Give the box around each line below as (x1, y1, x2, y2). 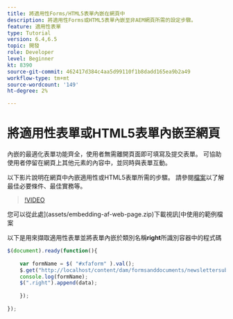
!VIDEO (24, 196, 45, 205)
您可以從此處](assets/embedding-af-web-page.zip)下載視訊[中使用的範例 (7, 210, 217, 218)
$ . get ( (19, 266, 39, 274)
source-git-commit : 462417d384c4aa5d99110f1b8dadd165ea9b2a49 (7, 68, 191, 75)
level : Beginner (7, 55, 54, 62)
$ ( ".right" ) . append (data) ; (19, 279, 98, 286)
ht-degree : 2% (7, 87, 49, 94)
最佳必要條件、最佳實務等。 (7, 182, 87, 191)
